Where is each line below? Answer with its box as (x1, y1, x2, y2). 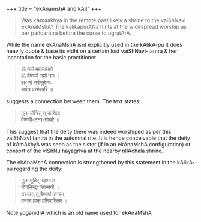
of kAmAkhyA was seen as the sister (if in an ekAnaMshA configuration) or (6, 141, 191, 148)
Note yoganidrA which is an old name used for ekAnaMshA (6, 209, 152, 216)
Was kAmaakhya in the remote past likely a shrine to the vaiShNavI (20, 17, 186, 23)
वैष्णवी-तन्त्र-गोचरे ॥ (20, 116, 59, 123)
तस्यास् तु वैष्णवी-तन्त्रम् (20, 190, 64, 197)
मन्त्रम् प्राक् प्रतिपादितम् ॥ (20, 197, 67, 204)
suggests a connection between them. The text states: (6, 98, 141, 104)
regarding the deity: (14, 165, 63, 172)
